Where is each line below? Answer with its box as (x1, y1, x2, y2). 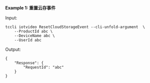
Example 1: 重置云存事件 (5, 5, 56, 10)
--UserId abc (14, 37, 42, 42)
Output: (5, 46, 21, 52)
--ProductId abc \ (14, 29, 53, 34)
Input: (5, 15, 18, 20)
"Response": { (14, 60, 44, 65)
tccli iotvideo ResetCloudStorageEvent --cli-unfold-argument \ (5, 24, 145, 29)
